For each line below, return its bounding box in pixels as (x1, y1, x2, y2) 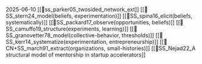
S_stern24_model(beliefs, (5, 12, 74, 20)
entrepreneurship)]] (109, 38, 159, 45)
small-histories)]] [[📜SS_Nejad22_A (107, 44, 196, 52)
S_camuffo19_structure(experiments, (5, 25, 101, 32)
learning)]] (102, 25, 129, 32)
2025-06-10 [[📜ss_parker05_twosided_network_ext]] (5, 6, 139, 13)
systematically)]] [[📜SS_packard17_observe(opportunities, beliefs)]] (5, 19, 175, 26)
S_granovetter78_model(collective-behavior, (5, 32, 120, 39)
